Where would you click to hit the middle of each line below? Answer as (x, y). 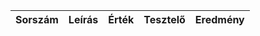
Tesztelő (164, 19)
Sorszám (37, 19)
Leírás (83, 19)
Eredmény (219, 19)
